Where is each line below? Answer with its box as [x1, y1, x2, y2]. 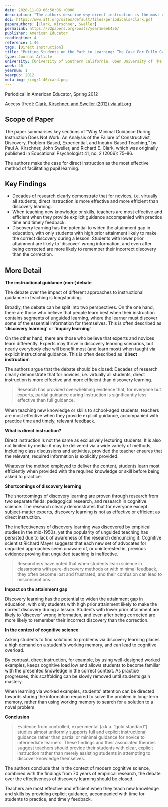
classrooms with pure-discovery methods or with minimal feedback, [17, 566, 158, 572]
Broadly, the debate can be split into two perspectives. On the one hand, [5, 304, 154, 310]
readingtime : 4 [5, 36, 37, 41]
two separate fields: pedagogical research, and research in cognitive [5, 498, 147, 504]
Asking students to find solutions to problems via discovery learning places [5, 637, 160, 643]
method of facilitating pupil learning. [5, 165, 80, 171]
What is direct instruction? [5, 428, 61, 434]
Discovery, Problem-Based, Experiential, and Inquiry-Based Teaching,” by [5, 139, 157, 146]
